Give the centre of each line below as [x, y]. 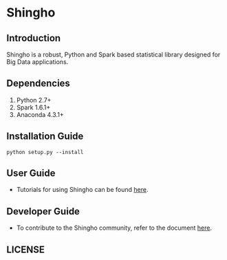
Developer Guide [43, 211]
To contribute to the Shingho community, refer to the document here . [114, 228]
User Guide [31, 173]
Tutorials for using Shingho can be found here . [82, 190]
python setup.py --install [45, 152]
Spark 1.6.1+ [33, 107]
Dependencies [38, 84]
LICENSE [26, 249]
